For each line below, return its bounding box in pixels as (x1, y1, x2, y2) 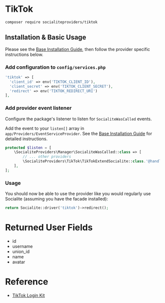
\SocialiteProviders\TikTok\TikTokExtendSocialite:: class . (23, 159, 146, 164)
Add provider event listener (5, 104, 72, 111)
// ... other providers (23, 154, 71, 159)
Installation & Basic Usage (5, 33, 86, 42)
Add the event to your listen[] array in (5, 125, 84, 131)
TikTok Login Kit (12, 292, 45, 298)
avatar (12, 259, 26, 265)
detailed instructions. (5, 136, 48, 142)
